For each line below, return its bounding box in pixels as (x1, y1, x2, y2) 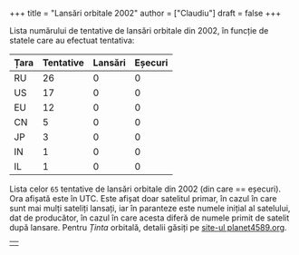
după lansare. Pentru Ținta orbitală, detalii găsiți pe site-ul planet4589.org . (9, 222, 287, 232)
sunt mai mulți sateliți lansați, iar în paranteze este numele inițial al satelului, (9, 203, 291, 213)
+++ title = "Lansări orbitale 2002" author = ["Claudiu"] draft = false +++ (9, 8, 282, 18)
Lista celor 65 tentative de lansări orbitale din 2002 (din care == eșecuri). (9, 183, 282, 194)
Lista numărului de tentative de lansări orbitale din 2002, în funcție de (9, 25, 269, 35)
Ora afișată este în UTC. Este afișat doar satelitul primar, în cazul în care (9, 193, 277, 203)
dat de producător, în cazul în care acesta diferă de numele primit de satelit (9, 212, 290, 223)
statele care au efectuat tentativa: (9, 35, 135, 45)
